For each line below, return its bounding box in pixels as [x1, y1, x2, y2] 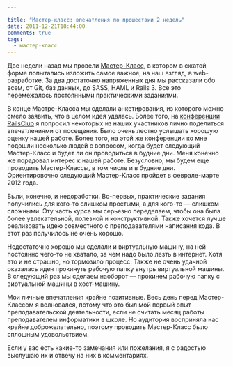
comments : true [7, 29, 51, 36]
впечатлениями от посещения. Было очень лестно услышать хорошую [7, 127, 218, 135]
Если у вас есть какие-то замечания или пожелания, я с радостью [7, 344, 207, 352]
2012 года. [7, 178, 38, 187]
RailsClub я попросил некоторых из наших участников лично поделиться [7, 119, 225, 128]
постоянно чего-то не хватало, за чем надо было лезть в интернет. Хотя [7, 250, 223, 259]
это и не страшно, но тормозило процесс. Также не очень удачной [7, 257, 207, 266]
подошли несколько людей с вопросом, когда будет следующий [7, 142, 200, 150]
